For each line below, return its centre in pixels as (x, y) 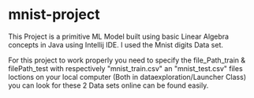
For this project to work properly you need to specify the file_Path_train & (127, 60)
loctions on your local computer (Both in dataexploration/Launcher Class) (127, 77)
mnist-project (54, 15)
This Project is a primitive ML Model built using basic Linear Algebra (119, 36)
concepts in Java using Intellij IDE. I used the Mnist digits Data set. (116, 44)
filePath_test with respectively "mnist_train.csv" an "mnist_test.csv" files (125, 68)
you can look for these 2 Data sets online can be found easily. (108, 85)
